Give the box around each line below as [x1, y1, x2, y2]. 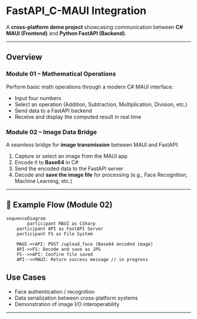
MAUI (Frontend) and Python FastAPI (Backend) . [6, 29, 127, 36]
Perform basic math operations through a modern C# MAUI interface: [6, 83, 174, 90]
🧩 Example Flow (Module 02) [6, 200, 113, 210]
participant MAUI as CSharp [27, 220, 96, 226]
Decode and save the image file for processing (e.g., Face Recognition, [14, 171, 188, 178]
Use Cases [6, 273, 46, 283]
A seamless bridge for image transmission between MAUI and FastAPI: [6, 141, 179, 148]
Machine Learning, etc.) [14, 177, 73, 184]
